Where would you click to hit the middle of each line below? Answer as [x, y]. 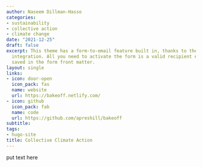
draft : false [23, 46]
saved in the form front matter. [54, 62]
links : [14, 73]
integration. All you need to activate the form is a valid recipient [102, 56]
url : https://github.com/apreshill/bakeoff [67, 118]
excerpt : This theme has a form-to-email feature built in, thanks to [96, 51]
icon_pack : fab [31, 107]
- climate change [28, 34]
